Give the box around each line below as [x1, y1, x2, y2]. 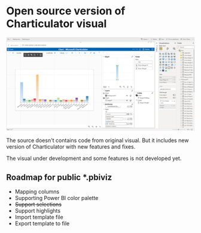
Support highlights [14, 207, 61, 214]
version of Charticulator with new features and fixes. [6, 143, 136, 150]
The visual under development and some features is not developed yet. [6, 155, 182, 162]
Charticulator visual [6, 17, 107, 31]
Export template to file [14, 220, 70, 227]
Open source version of [6, 4, 126, 18]
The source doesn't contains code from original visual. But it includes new [6, 137, 189, 144]
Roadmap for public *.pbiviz [6, 172, 112, 182]
